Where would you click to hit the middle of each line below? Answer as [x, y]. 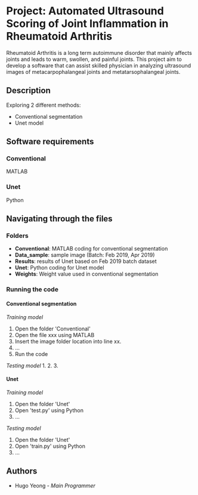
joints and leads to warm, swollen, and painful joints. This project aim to [94, 59]
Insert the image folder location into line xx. [68, 341]
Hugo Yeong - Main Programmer [55, 485]
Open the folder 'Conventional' [52, 329]
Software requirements [50, 142]
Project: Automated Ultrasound [85, 11]
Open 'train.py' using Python [50, 446]
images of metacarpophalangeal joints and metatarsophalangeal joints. [93, 72]
